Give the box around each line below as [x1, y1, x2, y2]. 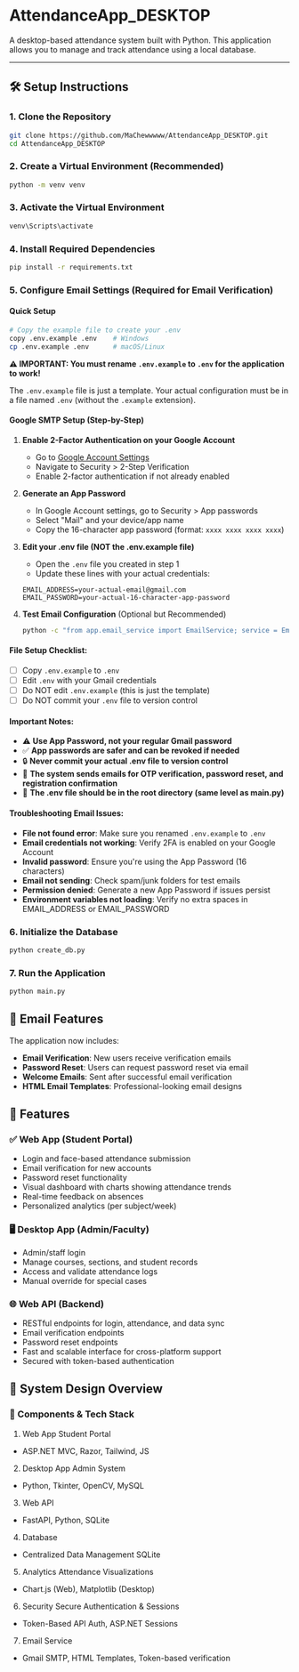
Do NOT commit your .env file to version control [21, 695, 198, 706]
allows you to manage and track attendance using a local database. [9, 44, 256, 54]
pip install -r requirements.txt [9, 263, 133, 272]
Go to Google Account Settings [35, 451, 149, 463]
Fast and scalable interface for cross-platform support [21, 1346, 222, 1357]
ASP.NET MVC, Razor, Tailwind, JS [21, 1445, 149, 1456]
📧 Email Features [9, 1012, 104, 1027]
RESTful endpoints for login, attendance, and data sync [21, 1318, 225, 1329]
